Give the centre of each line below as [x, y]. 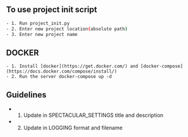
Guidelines [26, 95]
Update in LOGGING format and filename [73, 128]
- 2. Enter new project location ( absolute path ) [67, 29]
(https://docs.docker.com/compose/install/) [62, 71]
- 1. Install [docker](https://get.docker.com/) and [72, 66]
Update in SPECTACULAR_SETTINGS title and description [93, 115]
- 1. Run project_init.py [38, 23]
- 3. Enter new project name [42, 34]
